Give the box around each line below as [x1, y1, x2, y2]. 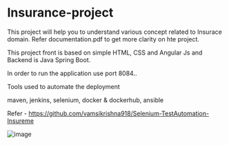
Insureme [7, 116, 34, 125]
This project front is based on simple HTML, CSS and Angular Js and [7, 48, 203, 57]
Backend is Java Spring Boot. [7, 55, 91, 64]
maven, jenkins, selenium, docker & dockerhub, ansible [7, 95, 164, 104]
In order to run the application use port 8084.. [7, 69, 137, 77]
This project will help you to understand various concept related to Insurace [7, 28, 222, 36]
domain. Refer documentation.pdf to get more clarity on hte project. [7, 35, 200, 43]
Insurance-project [7, 5, 114, 21]
